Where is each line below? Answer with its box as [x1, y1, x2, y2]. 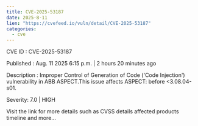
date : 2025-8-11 [6, 15, 48, 21]
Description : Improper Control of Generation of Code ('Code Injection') [6, 71, 185, 79]
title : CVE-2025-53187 [6, 8, 64, 15]
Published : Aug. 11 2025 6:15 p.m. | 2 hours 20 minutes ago [6, 60, 157, 67]
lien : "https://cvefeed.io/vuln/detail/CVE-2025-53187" [6, 20, 151, 26]
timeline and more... [6, 114, 57, 122]
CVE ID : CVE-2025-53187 [6, 48, 72, 55]
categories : [6, 25, 37, 32]
